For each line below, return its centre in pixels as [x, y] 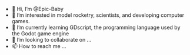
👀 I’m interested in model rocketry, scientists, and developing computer [98, 15]
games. [21, 21]
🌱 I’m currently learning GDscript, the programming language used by [96, 27]
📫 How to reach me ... [39, 46]
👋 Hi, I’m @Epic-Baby [37, 9]
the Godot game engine [40, 34]
